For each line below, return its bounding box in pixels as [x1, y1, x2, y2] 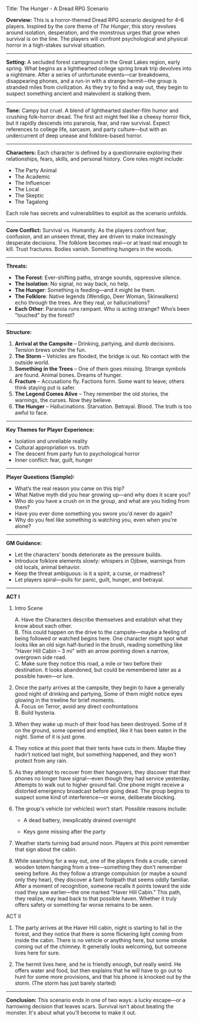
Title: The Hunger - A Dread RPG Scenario [6, 5, 109, 12]
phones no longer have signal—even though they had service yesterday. [14, 775, 191, 782]
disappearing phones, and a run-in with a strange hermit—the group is [6, 77, 177, 85]
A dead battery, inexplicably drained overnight [23, 817, 136, 823]
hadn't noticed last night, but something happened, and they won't [14, 751, 177, 758]
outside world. [14, 359, 50, 366]
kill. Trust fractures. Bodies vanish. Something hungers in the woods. [6, 245, 173, 252]
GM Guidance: [6, 540, 42, 546]
